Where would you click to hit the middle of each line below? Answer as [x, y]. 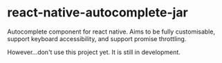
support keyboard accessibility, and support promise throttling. [97, 38]
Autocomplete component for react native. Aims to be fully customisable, [111, 32]
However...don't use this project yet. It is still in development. [94, 52]
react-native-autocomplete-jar [98, 13]
